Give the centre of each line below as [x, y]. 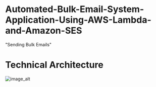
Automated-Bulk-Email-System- [75, 9]
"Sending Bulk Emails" [29, 44]
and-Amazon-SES [44, 31]
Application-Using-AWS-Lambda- [78, 20]
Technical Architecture [54, 65]
